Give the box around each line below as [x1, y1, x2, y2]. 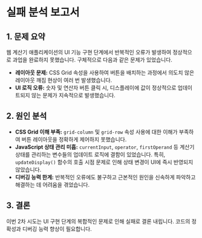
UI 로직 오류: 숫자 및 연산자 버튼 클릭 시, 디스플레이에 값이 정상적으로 [15, 84, 177, 91]
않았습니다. [15, 166, 42, 173]
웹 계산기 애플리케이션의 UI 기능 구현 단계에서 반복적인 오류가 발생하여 [6, 49, 172, 56]
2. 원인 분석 [6, 111, 47, 121]
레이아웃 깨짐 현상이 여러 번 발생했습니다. [15, 77, 112, 83]
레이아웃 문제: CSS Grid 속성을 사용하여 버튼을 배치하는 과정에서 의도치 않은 [15, 69, 195, 76]
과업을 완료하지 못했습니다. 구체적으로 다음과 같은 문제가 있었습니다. [12, 56, 172, 63]
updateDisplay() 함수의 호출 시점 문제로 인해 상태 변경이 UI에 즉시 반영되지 [15, 158, 194, 166]
